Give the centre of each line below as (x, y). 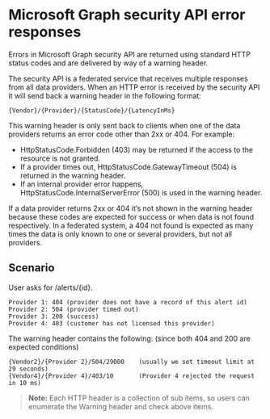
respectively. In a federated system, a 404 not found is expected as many (131, 225)
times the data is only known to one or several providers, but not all (120, 234)
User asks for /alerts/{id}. (51, 287)
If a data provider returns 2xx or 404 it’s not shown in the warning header (131, 208)
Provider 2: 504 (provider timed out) (74, 309)
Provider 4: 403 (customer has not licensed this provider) (112, 323)
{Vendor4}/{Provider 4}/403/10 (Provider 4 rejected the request (131, 376)
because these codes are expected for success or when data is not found (131, 216)
